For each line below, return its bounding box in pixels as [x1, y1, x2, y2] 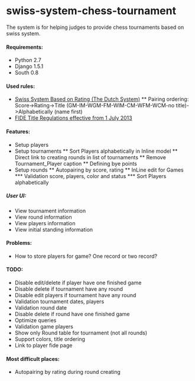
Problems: [6, 239, 32, 247]
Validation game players [14, 323, 74, 330]
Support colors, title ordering [14, 335, 86, 343]
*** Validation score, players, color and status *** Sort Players [14, 172, 167, 179]
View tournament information [14, 207, 86, 214]
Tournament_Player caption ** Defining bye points [14, 160, 137, 167]
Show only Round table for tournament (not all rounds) [14, 329, 148, 336]
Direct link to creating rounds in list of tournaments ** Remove [14, 153, 167, 160]
